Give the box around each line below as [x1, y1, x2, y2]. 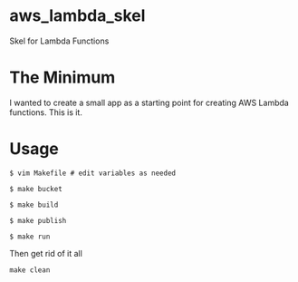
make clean [9, 265, 51, 275]
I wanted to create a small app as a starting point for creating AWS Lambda [9, 97, 290, 108]
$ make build [9, 200, 59, 209]
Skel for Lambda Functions [9, 35, 110, 46]
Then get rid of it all [9, 248, 83, 258]
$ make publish [9, 216, 67, 225]
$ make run [9, 232, 51, 241]
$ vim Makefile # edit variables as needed [9, 169, 177, 178]
